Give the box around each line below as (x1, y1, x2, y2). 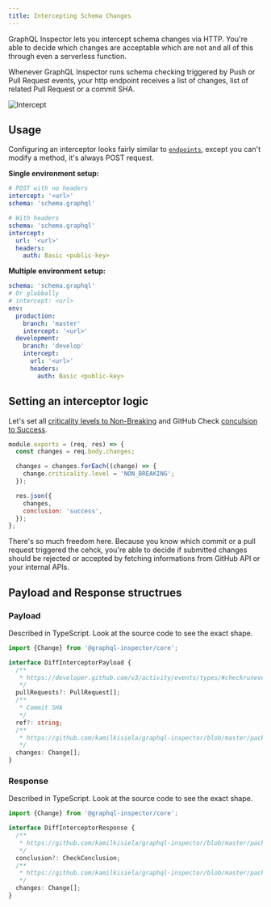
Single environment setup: (8, 169, 99, 179)
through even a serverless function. (8, 51, 127, 61)
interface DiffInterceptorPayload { (8, 658, 131, 667)
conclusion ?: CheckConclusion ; (15, 854, 121, 862)
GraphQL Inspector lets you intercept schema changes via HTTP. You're (8, 34, 248, 44)
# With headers (8, 214, 60, 222)
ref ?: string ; (15, 719, 63, 727)
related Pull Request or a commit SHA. (8, 84, 135, 94)
